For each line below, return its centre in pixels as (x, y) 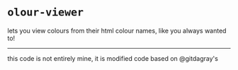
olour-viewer (45, 12)
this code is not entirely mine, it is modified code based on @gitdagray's (113, 58)
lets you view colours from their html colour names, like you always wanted (117, 30)
